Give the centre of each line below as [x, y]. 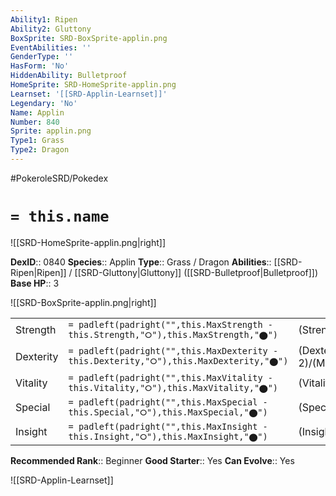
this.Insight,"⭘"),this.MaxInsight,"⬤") [168, 436]
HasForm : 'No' [40, 66]
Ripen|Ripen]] [38, 272]
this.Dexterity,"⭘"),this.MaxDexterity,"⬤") [178, 361]
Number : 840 [35, 122]
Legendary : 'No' [44, 103]
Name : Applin [37, 112]
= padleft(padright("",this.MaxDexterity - [173, 351]
